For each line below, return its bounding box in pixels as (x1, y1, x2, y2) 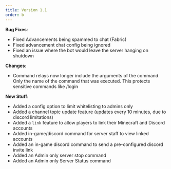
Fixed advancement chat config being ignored (12, 41, 111, 48)
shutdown (12, 52, 34, 59)
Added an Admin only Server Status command (12, 157, 111, 164)
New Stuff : (5, 93, 29, 99)
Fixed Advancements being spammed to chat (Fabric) (12, 36, 127, 43)
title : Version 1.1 (5, 7, 47, 13)
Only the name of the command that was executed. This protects (12, 78, 150, 84)
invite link (12, 146, 33, 153)
